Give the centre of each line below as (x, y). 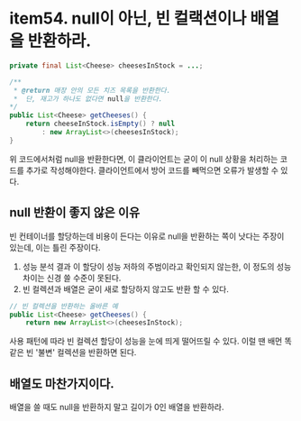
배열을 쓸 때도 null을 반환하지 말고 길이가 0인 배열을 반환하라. (117, 407)
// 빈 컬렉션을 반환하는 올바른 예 (64, 306)
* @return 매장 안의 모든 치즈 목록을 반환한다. (92, 90)
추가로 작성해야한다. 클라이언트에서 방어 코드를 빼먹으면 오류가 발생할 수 (152, 170)
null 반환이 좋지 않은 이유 (75, 213)
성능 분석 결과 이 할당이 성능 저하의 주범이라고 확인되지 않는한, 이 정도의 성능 (157, 266)
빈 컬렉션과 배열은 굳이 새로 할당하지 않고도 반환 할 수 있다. (126, 288)
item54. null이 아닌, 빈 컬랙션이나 (128, 18)
